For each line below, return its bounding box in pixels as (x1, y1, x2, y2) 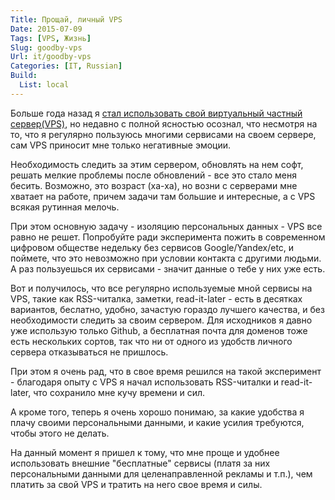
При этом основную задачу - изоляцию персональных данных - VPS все (10, 220, 323, 232)
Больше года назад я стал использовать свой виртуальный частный (10, 107, 303, 119)
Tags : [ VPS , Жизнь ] (10, 33, 92, 43)
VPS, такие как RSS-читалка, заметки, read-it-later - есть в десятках (10, 292, 303, 305)
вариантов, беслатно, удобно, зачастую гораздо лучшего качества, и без (10, 303, 325, 315)
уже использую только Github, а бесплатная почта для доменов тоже (10, 324, 308, 336)
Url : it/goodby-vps (10, 52, 92, 62)
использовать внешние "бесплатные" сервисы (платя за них (10, 457, 271, 469)
